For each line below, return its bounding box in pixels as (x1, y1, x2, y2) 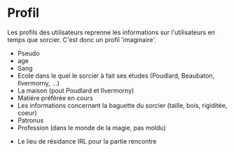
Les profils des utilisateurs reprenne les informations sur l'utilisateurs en (7, 28, 216, 36)
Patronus (17, 116, 44, 124)
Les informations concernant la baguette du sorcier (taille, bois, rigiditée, (17, 101, 228, 109)
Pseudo (17, 49, 40, 57)
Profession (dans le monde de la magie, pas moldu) (17, 123, 166, 132)
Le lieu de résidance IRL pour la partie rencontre (17, 137, 157, 145)
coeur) (17, 109, 37, 117)
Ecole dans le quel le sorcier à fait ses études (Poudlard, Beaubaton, (17, 71, 215, 80)
